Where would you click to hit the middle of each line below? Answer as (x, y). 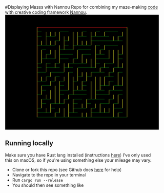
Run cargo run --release (38, 180)
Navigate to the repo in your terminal (49, 174)
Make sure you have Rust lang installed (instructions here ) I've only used (78, 155)
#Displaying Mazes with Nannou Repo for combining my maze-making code (82, 7)
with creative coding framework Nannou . (46, 12)
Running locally (29, 143)
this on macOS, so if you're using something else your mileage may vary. (78, 160)
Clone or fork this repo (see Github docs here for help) (67, 170)
